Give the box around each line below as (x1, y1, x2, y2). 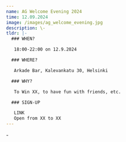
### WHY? (11, 78, 33, 84)
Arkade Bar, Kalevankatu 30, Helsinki (13, 67, 108, 73)
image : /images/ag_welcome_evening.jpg (6, 19, 103, 25)
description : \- (6, 25, 45, 31)
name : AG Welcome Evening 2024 (6, 8, 82, 15)
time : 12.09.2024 (6, 14, 48, 20)
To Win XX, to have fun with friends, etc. (13, 89, 121, 94)
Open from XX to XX (13, 116, 61, 121)
